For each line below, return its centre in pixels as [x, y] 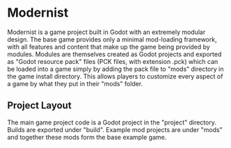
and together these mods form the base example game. [87, 137]
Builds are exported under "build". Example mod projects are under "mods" [115, 129]
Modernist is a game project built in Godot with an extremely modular [106, 32]
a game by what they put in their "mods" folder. [75, 83]
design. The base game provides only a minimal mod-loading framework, [112, 39]
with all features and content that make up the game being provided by [109, 47]
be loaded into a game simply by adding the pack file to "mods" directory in [115, 69]
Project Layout [39, 106]
